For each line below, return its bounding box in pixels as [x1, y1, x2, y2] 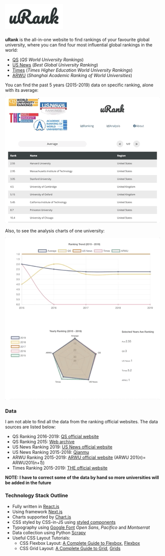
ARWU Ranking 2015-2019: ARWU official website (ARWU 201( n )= [12, 454, 146, 460]
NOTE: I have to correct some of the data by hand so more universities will [5, 475, 159, 481]
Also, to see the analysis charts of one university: [5, 227, 105, 233]
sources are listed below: [5, 424, 56, 430]
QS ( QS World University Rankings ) [12, 56, 84, 63]
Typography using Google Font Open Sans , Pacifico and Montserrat [12, 524, 150, 530]
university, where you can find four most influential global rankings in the [5, 41, 153, 48]
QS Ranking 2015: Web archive [12, 439, 75, 445]
